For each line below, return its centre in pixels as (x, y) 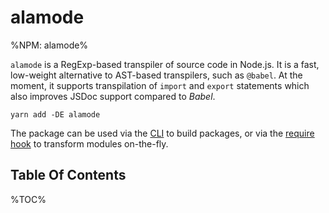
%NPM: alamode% (49, 45)
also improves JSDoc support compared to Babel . (113, 96)
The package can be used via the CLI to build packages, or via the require (162, 133)
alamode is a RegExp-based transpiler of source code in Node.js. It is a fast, (165, 64)
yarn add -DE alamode (55, 114)
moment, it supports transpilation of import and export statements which (160, 85)
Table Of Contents (68, 175)
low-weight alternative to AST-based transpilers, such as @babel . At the (156, 75)
